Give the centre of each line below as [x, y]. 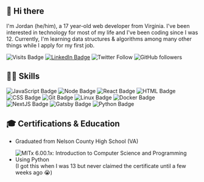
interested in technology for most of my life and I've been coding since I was [102, 32]
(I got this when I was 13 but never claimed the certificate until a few [100, 166]
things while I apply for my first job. [51, 45]
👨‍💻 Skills [23, 76]
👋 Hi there [25, 11]
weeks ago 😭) [34, 173]
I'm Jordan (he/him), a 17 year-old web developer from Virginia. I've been [98, 26]
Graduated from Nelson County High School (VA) [77, 141]
